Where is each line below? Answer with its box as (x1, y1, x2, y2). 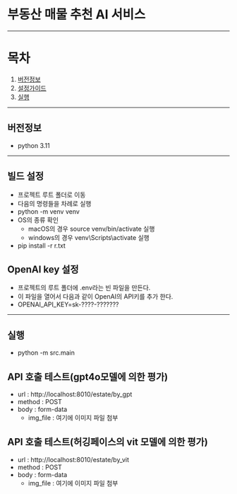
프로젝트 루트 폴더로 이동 (17, 190, 86, 199)
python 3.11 (17, 141, 51, 149)
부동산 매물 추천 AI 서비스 (7, 6, 146, 23)
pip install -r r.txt (17, 241, 66, 250)
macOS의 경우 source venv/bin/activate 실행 (28, 224, 155, 233)
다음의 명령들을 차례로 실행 (17, 199, 92, 207)
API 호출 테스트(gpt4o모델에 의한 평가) (7, 371, 168, 383)
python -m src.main (17, 348, 75, 357)
